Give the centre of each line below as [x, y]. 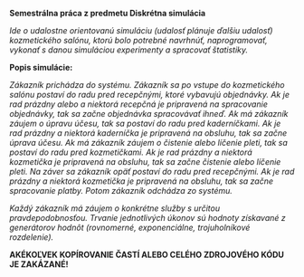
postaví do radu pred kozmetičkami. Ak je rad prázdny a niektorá [131, 152]
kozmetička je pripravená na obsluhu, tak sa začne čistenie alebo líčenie [145, 162]
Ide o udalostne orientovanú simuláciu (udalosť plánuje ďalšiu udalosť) [141, 30]
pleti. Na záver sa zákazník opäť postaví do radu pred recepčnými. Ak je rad [152, 172]
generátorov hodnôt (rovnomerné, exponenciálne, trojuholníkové [130, 227]
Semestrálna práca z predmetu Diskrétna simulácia [108, 13]
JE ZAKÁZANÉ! [39, 264]
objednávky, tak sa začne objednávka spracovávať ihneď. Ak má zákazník [149, 114]
